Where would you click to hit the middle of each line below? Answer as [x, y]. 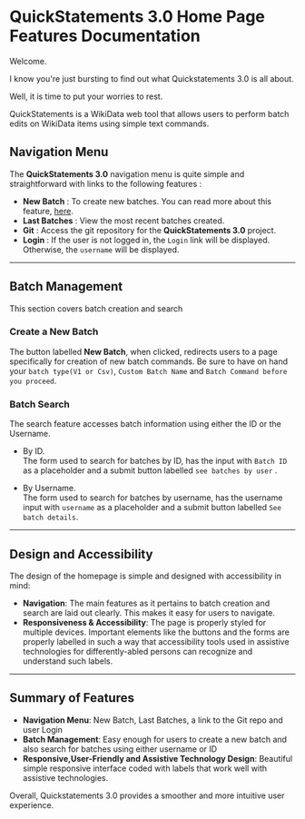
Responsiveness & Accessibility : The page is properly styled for [144, 622]
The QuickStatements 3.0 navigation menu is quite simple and [127, 173]
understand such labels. [68, 661]
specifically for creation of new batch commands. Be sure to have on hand [149, 361]
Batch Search [40, 404]
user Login [43, 729]
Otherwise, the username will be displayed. [101, 249]
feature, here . [48, 211]
